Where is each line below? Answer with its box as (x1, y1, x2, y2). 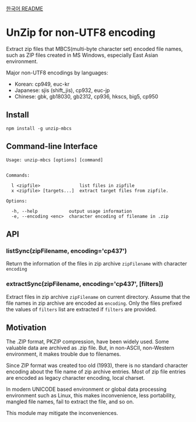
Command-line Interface (6, 141, 98, 151)
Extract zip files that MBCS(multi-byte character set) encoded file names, (6, 45, 183, 52)
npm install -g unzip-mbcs (6, 125, 72, 131)
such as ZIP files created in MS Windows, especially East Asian (6, 52, 159, 59)
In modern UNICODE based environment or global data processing (6, 386, 167, 393)
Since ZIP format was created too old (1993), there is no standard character (6, 362, 188, 369)
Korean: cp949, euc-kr (14, 80, 70, 87)
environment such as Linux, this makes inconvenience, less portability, (6, 392, 176, 399)
